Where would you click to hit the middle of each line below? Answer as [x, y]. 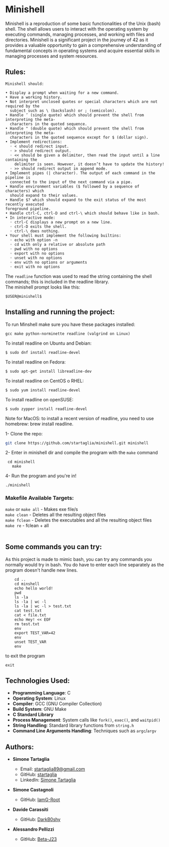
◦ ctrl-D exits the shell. [38, 226]
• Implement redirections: [34, 142]
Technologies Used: [38, 681]
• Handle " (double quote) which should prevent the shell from [75, 129]
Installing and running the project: [60, 312]
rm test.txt [27, 624]
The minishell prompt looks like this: [43, 287]
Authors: [20, 747]
